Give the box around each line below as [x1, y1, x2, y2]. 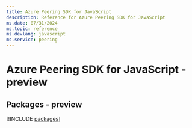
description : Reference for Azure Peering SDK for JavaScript [6, 14, 166, 20]
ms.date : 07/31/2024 [6, 20, 58, 26]
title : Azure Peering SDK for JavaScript [6, 8, 112, 15]
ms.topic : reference [6, 25, 58, 32]
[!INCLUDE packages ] [6, 115, 61, 122]
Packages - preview [6, 99, 82, 109]
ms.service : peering [6, 37, 58, 43]
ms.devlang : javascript [6, 31, 66, 37]
